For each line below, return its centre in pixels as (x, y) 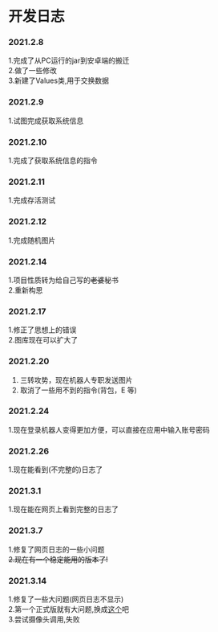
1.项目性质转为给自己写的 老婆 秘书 (63, 280)
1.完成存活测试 (32, 200)
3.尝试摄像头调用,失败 (44, 619)
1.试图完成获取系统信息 (46, 121)
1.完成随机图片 (32, 240)
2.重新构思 (26, 289)
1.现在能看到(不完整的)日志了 (55, 470)
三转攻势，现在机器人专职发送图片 (76, 380)
